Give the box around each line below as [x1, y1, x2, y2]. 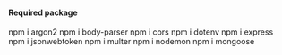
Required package [8, 7, 78, 18]
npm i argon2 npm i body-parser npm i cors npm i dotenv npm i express [8, 27, 274, 37]
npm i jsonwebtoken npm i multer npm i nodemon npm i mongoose [8, 36, 255, 47]
